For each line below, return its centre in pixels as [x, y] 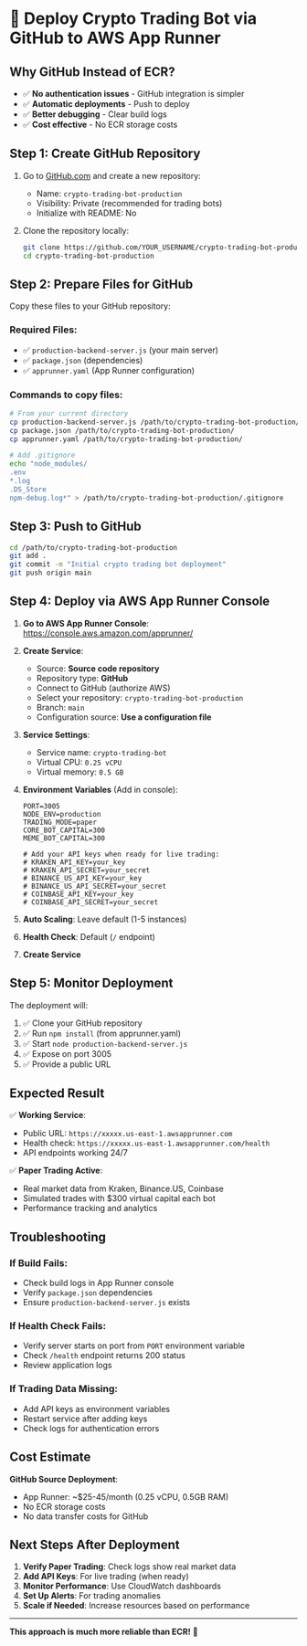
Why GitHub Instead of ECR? [92, 72]
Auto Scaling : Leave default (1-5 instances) [105, 919]
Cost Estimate [50, 1457]
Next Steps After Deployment [95, 1544]
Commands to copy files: [66, 395]
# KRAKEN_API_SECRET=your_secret [86, 870]
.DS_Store [28, 489]
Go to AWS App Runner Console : [85, 623]
